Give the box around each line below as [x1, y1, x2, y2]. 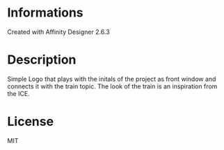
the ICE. [7, 89, 30, 97]
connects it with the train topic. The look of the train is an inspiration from [7, 82, 218, 91]
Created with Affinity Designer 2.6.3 [7, 28, 110, 36]
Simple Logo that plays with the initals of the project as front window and [7, 75, 216, 83]
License [7, 114, 54, 129]
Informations [7, 5, 83, 21]
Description [7, 52, 77, 68]
